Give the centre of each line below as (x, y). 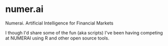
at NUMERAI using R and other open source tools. (57, 38)
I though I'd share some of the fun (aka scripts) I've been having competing (84, 32)
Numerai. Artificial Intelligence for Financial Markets (59, 23)
